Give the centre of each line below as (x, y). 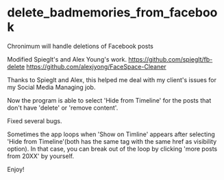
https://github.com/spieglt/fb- (171, 59)
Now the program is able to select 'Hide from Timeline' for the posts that (109, 100)
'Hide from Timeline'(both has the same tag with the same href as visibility (112, 141)
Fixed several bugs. (35, 120)
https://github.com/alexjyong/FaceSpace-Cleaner (96, 66)
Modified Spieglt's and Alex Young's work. (67, 59)
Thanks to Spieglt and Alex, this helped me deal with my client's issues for (112, 79)
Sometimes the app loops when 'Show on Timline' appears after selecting (111, 134)
